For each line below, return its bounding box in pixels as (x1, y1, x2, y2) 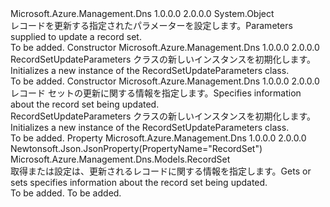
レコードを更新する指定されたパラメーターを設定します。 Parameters (10, 20, 293, 31)
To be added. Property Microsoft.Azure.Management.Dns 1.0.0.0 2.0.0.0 (10, 132, 307, 144)
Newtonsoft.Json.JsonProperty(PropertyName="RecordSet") (10, 143, 263, 154)
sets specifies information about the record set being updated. (10, 177, 268, 188)
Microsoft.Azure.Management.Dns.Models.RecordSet (10, 153, 231, 165)
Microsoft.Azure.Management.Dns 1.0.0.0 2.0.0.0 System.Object (10, 8, 275, 19)
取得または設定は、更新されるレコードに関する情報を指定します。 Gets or (10, 165, 312, 177)
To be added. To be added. (10, 187, 122, 199)
